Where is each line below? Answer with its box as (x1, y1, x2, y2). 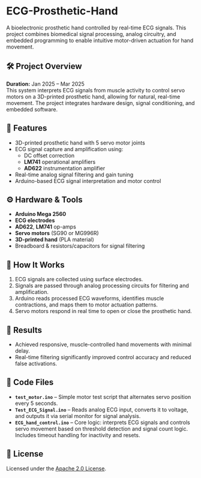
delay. (14, 347, 30, 354)
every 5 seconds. (14, 399, 58, 407)
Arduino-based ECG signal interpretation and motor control (14, 177, 161, 184)
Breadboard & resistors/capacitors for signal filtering (14, 242, 145, 249)
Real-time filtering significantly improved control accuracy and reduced (14, 354, 191, 360)
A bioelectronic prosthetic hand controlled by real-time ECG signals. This (6, 24, 187, 31)
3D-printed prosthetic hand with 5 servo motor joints (14, 139, 145, 146)
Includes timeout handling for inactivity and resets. (14, 431, 140, 438)
